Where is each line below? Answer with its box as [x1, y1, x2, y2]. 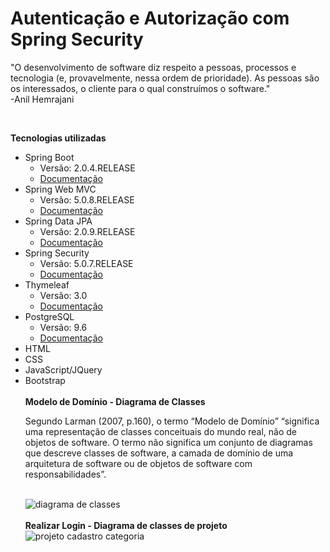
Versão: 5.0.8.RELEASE [39, 193, 135, 206]
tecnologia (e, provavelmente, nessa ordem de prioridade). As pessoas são [10, 72, 320, 84]
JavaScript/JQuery [24, 363, 103, 376]
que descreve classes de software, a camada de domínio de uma [24, 447, 294, 459]
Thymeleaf [24, 278, 70, 291]
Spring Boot [24, 151, 75, 163]
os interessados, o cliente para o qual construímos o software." [10, 82, 271, 94]
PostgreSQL [24, 310, 75, 322]
